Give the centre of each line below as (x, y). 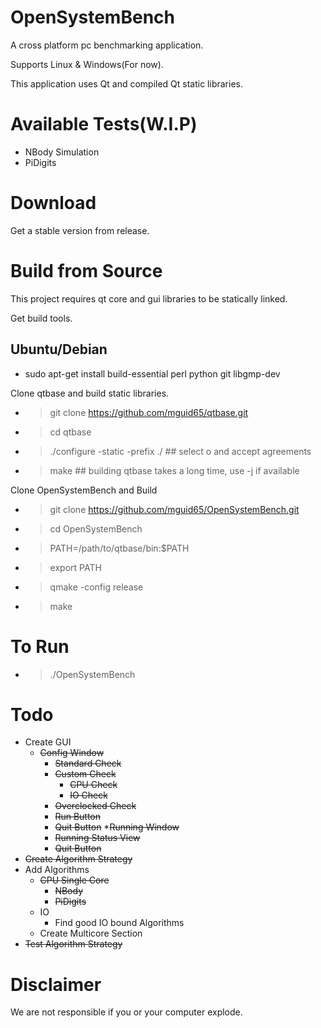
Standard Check (88, 763)
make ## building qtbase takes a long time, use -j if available (174, 470)
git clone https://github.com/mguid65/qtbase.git (149, 412)
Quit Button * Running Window (117, 827)
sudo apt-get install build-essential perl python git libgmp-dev (152, 373)
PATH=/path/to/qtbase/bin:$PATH (119, 548)
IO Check (88, 795)
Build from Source (86, 271)
